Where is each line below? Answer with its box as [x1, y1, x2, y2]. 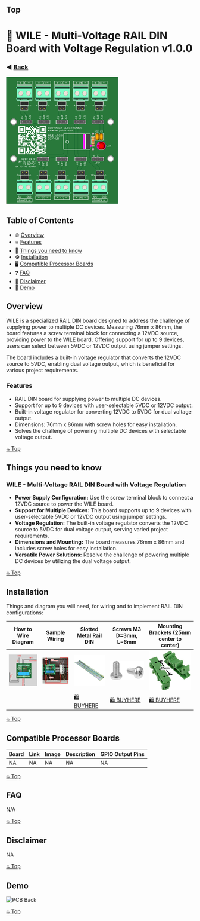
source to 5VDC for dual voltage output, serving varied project [14, 526, 168, 533]
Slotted [80, 626, 99, 633]
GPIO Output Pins [100, 750, 145, 758]
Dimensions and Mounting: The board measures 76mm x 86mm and [14, 538, 185, 546]
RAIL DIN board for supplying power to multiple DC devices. [14, 395, 162, 402]
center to [158, 635, 182, 642]
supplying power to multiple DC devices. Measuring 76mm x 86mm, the [6, 323, 182, 331]
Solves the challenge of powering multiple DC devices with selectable [14, 427, 186, 434]
